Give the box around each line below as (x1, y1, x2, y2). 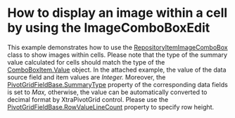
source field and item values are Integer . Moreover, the (7, 72, 166, 81)
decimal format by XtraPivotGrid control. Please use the (7, 95, 169, 103)
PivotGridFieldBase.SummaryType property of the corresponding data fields (7, 80, 229, 88)
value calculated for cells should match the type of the (7, 58, 165, 66)
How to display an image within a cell (7, 5, 228, 21)
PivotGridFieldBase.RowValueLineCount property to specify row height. (7, 103, 215, 111)
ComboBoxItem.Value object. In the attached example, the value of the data (7, 65, 227, 74)
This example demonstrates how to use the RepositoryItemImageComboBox (7, 43, 228, 51)
